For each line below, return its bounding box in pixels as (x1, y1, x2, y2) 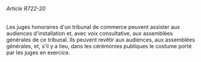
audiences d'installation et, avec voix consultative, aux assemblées (6, 30, 173, 37)
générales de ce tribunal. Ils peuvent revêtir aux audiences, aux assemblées (6, 36, 195, 43)
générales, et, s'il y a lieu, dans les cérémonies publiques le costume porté (6, 43, 192, 50)
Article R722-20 (6, 5, 46, 12)
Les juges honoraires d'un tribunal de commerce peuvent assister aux (6, 23, 180, 31)
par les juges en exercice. (6, 49, 71, 57)
